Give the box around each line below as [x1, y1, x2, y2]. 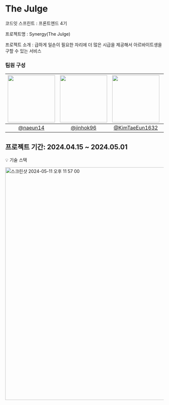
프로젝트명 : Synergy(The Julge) [5, 31, 70, 37]
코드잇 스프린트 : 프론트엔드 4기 [5, 20, 67, 26]
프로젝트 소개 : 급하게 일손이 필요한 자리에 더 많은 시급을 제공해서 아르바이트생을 [5, 41, 162, 48]
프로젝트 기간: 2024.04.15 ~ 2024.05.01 [5, 143, 128, 151]
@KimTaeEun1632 [113, 124, 158, 131]
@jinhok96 [70, 124, 97, 131]
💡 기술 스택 [5, 157, 28, 163]
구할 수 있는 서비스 [5, 48, 42, 54]
